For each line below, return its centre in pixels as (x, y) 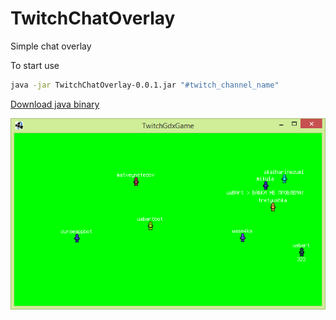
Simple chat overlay (51, 46)
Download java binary (55, 104)
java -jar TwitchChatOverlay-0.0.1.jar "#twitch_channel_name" (145, 85)
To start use (35, 65)
